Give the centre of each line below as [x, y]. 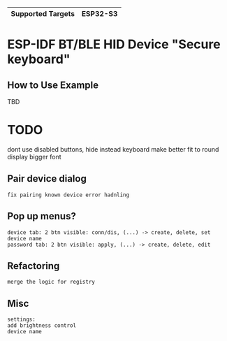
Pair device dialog [47, 179]
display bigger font [34, 157]
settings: [22, 320]
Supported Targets [43, 14]
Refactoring [34, 266]
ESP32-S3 [100, 14]
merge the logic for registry [51, 282]
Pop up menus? [42, 216]
